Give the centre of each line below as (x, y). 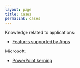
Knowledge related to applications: (40, 33)
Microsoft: (15, 51)
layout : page (18, 9)
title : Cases (18, 14)
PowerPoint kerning (32, 61)
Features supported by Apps (41, 42)
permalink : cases (23, 18)
